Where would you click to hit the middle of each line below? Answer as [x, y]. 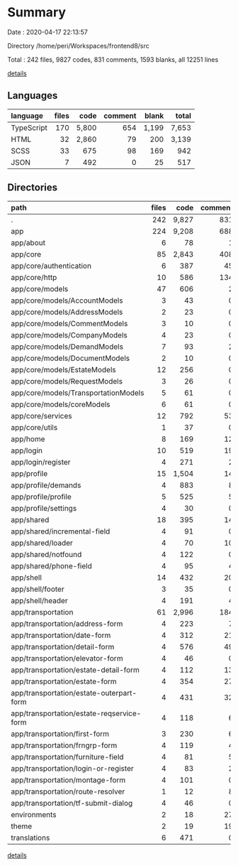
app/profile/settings [44, 508]
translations [30, 838]
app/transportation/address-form [67, 624]
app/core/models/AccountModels [67, 301]
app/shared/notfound [46, 554]
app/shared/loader [42, 543]
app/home [28, 439]
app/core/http [34, 277]
